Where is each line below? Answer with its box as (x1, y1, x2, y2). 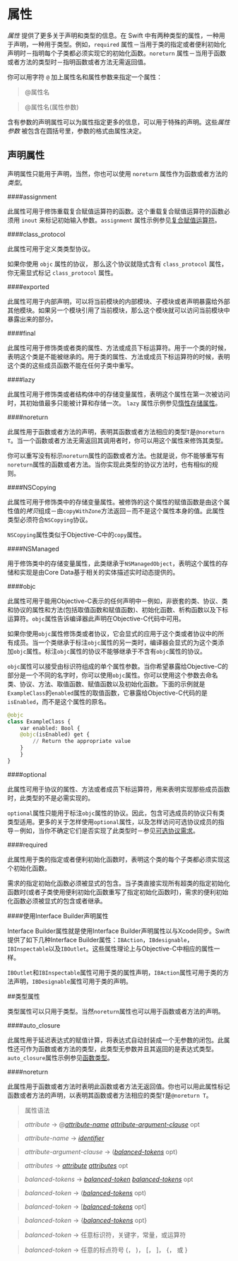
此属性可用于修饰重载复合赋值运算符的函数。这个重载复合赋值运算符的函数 (7, 206, 224, 216)
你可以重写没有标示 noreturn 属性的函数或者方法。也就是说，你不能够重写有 (7, 451, 225, 459)
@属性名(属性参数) (24, 102, 79, 111)
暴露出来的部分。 (7, 315, 57, 323)
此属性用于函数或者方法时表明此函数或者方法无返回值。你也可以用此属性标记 (7, 1082, 230, 1091)
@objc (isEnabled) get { (20, 731, 90, 739)
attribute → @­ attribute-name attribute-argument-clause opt (24, 1120, 200, 1128)
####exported (7, 282, 49, 291)
